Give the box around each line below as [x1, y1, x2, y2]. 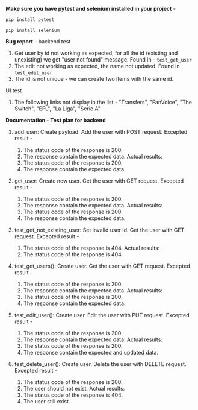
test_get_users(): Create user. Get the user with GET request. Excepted [14, 262, 190, 270]
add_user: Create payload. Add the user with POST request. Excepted [14, 128, 188, 135]
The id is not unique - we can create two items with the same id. [14, 75, 174, 82]
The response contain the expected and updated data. [23, 349, 159, 356]
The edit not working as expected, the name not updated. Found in [14, 63, 180, 69]
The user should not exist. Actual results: [23, 385, 125, 392]
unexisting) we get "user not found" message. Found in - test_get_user [14, 56, 192, 63]
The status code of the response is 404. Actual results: [23, 244, 160, 251]
